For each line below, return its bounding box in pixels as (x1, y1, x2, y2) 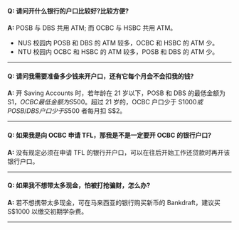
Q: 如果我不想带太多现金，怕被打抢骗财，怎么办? (7, 181, 151, 190)
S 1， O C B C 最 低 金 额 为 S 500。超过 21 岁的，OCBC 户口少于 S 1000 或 (7, 98, 203, 106)
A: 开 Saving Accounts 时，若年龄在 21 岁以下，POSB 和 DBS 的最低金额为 (7, 89, 226, 97)
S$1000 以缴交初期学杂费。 (7, 207, 88, 216)
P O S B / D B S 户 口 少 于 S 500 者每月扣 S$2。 (7, 106, 127, 115)
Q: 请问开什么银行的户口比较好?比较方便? (7, 6, 129, 15)
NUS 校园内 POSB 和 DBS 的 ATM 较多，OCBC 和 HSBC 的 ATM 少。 (17, 39, 219, 48)
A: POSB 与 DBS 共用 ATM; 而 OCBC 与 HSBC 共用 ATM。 (7, 23, 177, 32)
